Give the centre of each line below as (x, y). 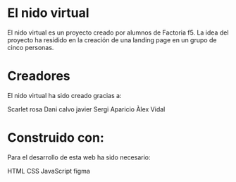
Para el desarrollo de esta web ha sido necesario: (79, 157)
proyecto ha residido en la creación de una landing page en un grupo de (112, 40)
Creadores (39, 76)
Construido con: (56, 138)
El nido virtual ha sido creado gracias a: (64, 95)
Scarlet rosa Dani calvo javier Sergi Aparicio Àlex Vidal (86, 109)
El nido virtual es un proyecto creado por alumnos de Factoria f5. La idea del (118, 32)
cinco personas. (31, 47)
